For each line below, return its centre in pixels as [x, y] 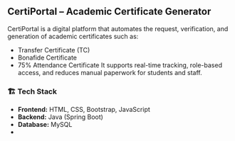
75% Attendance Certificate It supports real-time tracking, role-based [120, 65]
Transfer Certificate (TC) [54, 50]
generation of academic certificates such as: [73, 36]
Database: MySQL [45, 125]
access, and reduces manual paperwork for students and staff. [110, 72]
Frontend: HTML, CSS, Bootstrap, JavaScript [84, 110]
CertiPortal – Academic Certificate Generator [109, 12]
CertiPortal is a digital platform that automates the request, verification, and [118, 28]
